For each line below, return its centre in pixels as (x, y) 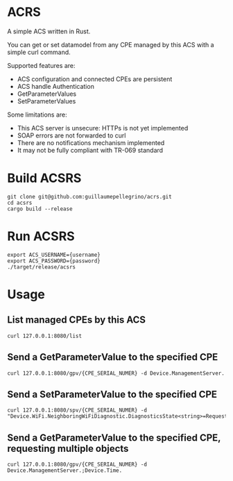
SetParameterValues (46, 101)
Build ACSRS (44, 178)
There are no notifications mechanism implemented (91, 142)
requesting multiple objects (68, 448)
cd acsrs (20, 203)
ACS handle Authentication (56, 86)
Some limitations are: (37, 115)
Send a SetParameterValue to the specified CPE (112, 395)
